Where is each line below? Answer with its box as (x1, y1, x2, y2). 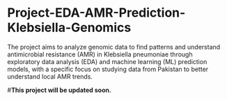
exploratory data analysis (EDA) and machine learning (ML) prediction (7, 57, 208, 65)
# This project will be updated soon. (7, 86, 111, 94)
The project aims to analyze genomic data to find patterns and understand (7, 42, 221, 51)
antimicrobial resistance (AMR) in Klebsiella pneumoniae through (7, 50, 193, 59)
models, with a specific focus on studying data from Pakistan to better (7, 65, 209, 73)
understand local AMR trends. (7, 72, 93, 81)
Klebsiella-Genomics (7, 20, 132, 36)
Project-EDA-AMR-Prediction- (7, 5, 186, 21)
